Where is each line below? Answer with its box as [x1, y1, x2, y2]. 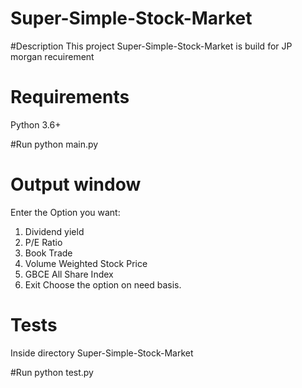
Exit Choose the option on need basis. [24, 278, 182, 291]
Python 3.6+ [10, 118, 62, 131]
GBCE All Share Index [24, 268, 114, 280]
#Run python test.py [10, 366, 94, 378]
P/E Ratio [24, 236, 63, 248]
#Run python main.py [10, 138, 99, 150]
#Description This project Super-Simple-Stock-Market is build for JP [10, 40, 293, 52]
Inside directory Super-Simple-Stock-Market [10, 347, 194, 359]
